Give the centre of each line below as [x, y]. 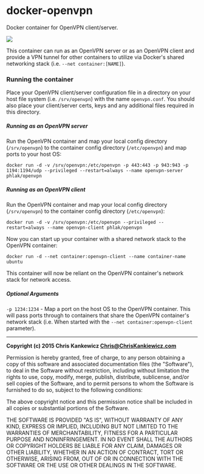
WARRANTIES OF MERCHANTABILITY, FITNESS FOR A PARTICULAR [92, 433]
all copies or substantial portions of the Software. [68, 408]
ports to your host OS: [34, 154]
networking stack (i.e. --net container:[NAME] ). [66, 63]
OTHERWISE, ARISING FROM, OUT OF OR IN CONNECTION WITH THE [95, 459]
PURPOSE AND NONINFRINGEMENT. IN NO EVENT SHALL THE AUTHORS [100, 439]
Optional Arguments [32, 293]
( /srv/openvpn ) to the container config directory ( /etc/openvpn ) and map [97, 148]
